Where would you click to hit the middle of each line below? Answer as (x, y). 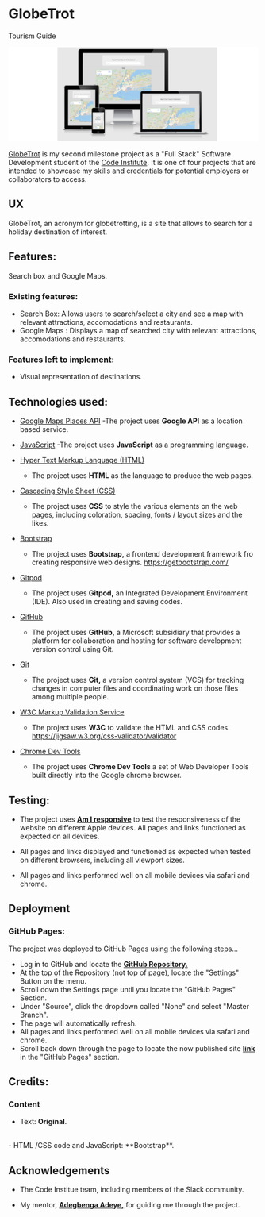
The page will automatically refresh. (78, 1023)
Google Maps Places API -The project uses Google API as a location (131, 421)
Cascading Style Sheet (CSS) (67, 491)
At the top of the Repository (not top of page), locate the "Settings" (129, 972)
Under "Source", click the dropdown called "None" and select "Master (134, 1006)
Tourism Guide (32, 36)
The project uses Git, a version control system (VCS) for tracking (138, 680)
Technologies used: (58, 402)
